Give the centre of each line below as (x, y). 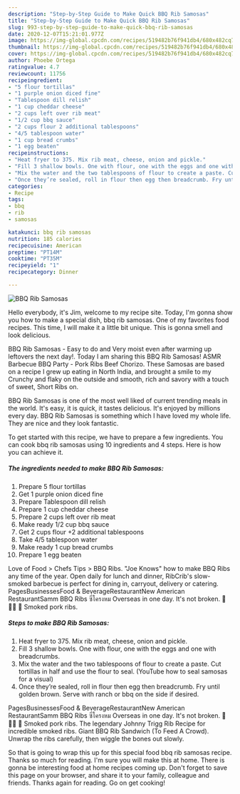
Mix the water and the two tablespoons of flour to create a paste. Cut (120, 664)
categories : (26, 186)
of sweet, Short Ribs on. (43, 386)
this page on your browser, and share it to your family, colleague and (109, 775)
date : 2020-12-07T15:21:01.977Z (56, 34)
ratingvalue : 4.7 (34, 67)
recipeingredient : (35, 80)
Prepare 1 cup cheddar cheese (63, 509)
